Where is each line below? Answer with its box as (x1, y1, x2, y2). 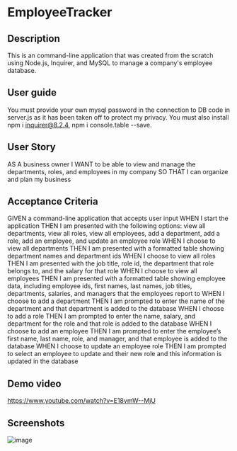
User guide (7, 86, 57, 99)
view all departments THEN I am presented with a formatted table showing (7, 244, 224, 253)
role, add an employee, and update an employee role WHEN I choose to (7, 236, 216, 245)
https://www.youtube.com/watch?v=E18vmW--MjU (7, 396, 156, 405)
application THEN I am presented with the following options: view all (7, 222, 206, 230)
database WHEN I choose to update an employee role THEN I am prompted (7, 342, 226, 350)
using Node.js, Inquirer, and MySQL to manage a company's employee (7, 59, 213, 67)
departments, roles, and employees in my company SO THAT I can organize (7, 167, 229, 176)
